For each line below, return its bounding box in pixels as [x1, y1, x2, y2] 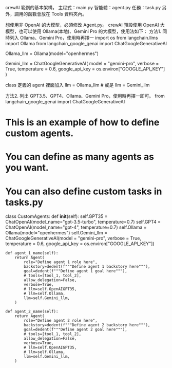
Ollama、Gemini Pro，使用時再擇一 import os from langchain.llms [20, 35, 158, 41]
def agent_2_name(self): [5, 309, 59, 315]
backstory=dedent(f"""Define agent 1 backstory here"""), [24, 264, 150, 269]
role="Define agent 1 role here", [24, 260, 98, 265]
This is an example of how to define [5, 117, 160, 128]
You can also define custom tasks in [5, 186, 162, 197]
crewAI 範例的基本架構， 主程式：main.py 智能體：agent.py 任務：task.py [5, 5, 161, 10]
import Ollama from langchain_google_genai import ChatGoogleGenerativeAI [5, 41, 167, 46]
